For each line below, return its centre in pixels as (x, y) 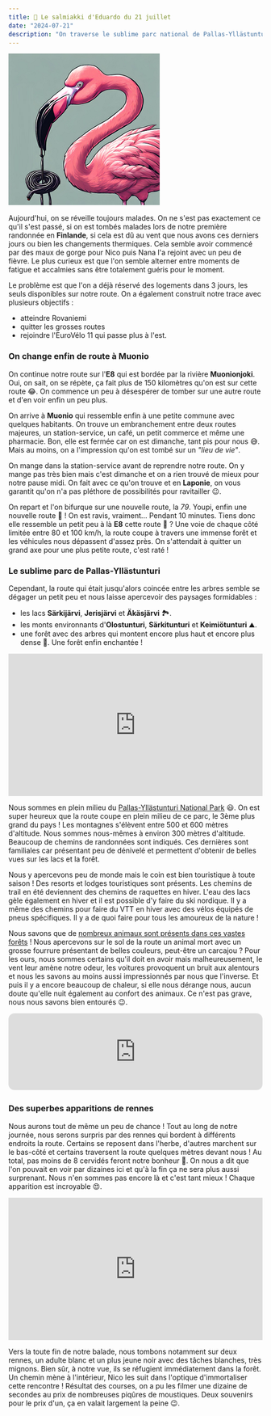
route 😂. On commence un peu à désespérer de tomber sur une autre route (135, 391)
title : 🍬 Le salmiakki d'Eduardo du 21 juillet (90, 17)
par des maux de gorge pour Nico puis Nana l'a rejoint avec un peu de (125, 253)
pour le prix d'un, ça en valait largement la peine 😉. (94, 1403)
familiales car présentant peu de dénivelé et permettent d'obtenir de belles (132, 851)
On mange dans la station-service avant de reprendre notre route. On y (126, 466)
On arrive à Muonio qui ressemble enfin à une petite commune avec (122, 415)
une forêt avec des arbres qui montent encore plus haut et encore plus (138, 634)
